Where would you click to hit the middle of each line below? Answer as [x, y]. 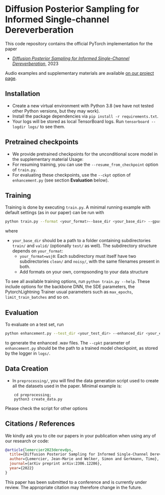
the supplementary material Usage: [48, 159]
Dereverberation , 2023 [35, 63]
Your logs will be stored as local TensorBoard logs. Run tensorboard [81, 121]
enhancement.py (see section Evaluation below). [60, 180]
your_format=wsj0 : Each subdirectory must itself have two [78, 256]
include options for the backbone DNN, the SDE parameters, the [70, 287]
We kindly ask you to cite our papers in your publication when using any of [81, 435]
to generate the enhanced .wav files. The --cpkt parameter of [68, 342]
